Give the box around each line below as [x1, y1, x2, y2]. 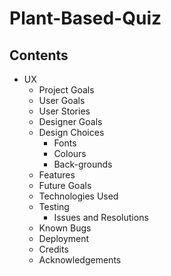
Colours [53, 148, 87, 159]
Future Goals [38, 180, 92, 191]
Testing [38, 201, 70, 212]
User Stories [38, 105, 91, 117]
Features [38, 169, 76, 181]
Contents [9, 47, 69, 64]
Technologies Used [38, 190, 119, 202]
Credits [38, 243, 69, 255]
